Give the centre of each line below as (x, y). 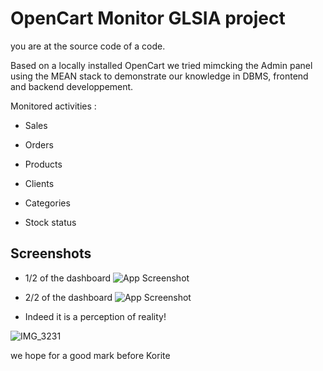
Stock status (50, 222)
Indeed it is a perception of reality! (95, 316)
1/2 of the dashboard (68, 278)
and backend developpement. (72, 86)
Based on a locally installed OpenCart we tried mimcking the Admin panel (161, 65)
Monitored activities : (53, 106)
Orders (39, 144)
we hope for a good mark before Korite (90, 355)
